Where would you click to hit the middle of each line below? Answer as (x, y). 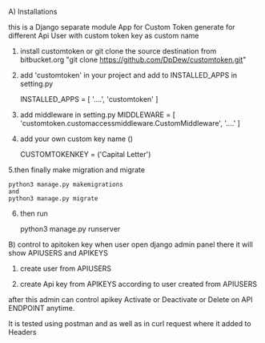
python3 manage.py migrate (53, 199)
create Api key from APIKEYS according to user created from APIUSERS (139, 284)
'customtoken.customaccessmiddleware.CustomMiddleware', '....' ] (130, 123)
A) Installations (33, 12)
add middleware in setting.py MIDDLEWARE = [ (98, 115)
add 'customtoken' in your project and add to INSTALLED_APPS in (128, 75)
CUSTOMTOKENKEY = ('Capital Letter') (85, 154)
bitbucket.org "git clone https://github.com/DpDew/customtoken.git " (133, 60)
